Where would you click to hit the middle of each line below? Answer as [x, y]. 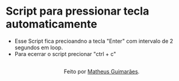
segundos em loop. [39, 48]
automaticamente [51, 24]
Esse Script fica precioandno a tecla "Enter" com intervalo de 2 [94, 41]
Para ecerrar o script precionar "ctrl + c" [65, 54]
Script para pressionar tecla [78, 11]
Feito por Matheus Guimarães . [102, 72]
